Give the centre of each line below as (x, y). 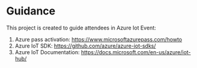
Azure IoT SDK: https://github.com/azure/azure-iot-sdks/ (85, 46)
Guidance (31, 11)
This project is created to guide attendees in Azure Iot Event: (81, 28)
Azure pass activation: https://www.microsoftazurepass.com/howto (98, 39)
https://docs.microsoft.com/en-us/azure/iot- (136, 52)
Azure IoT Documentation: (47, 52)
